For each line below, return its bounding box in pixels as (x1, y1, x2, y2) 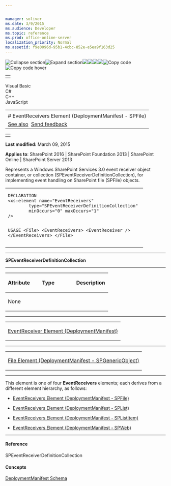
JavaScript (5, 99, 28, 105)
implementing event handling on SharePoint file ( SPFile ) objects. (5, 177, 140, 183)
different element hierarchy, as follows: (5, 385, 87, 391)
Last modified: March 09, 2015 (5, 141, 70, 147)
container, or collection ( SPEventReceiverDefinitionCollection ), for (5, 171, 144, 178)
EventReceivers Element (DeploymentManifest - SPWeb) (12, 424, 131, 431)
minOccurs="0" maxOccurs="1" (28, 208, 99, 214)
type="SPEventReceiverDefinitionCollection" (28, 203, 138, 208)
